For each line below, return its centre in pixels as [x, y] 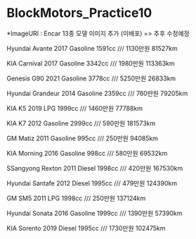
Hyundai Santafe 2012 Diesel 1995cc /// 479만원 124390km [92, 183]
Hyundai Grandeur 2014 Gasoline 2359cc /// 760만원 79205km [97, 93]
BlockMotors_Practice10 [79, 13]
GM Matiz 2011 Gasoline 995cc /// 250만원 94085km [83, 138]
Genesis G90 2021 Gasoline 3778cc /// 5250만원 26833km [91, 78]
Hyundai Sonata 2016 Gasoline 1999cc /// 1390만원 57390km [94, 213]
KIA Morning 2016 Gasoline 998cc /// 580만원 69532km [87, 153]
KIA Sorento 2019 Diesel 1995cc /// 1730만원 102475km [86, 228]
